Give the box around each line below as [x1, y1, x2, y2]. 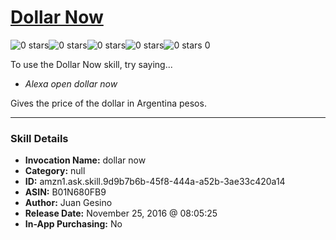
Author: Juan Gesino [24, 197, 113, 209]
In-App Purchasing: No [24, 218, 123, 230]
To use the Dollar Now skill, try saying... [10, 58, 173, 70]
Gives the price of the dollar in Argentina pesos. [10, 97, 207, 109]
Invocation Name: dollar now [24, 154, 147, 166]
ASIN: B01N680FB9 [24, 186, 107, 198]
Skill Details [10, 131, 69, 145]
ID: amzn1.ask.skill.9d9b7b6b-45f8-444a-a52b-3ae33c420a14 [24, 176, 286, 188]
